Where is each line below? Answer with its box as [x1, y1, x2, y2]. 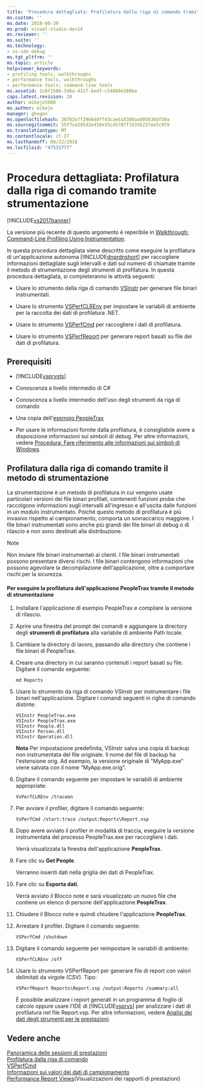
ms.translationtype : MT [7, 128, 67, 134]
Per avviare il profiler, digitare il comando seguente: [15, 805, 145, 812]
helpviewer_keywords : [7, 65, 62, 72]
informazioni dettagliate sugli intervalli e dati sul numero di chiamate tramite [7, 260, 196, 267]
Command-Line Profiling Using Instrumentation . [7, 235, 126, 242]
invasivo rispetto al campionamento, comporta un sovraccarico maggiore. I [7, 515, 194, 522]
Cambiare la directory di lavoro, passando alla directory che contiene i [15, 641, 191, 648]
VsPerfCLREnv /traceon [15, 794, 73, 800]
